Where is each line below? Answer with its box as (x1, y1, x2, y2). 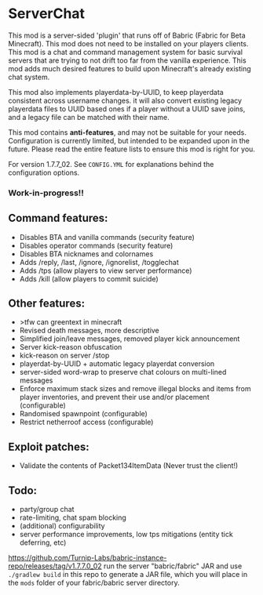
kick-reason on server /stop (19, 350, 110, 361)
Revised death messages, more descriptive (19, 326, 159, 336)
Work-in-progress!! (8, 187, 84, 198)
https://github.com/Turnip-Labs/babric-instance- (8, 553, 167, 563)
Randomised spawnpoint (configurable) (19, 409, 148, 419)
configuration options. (8, 168, 80, 177)
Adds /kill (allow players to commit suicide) (19, 274, 159, 283)
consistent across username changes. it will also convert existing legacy (8, 96, 242, 105)
